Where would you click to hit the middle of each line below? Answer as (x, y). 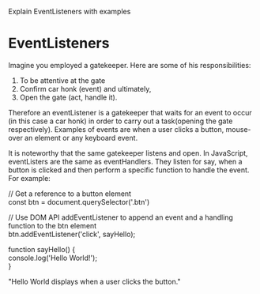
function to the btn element (53, 225)
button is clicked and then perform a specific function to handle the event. (129, 170)
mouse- (238, 129)
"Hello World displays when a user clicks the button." (94, 281)
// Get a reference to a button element (70, 194)
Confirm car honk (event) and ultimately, (85, 89)
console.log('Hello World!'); (53, 258)
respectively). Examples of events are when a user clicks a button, (116, 129)
